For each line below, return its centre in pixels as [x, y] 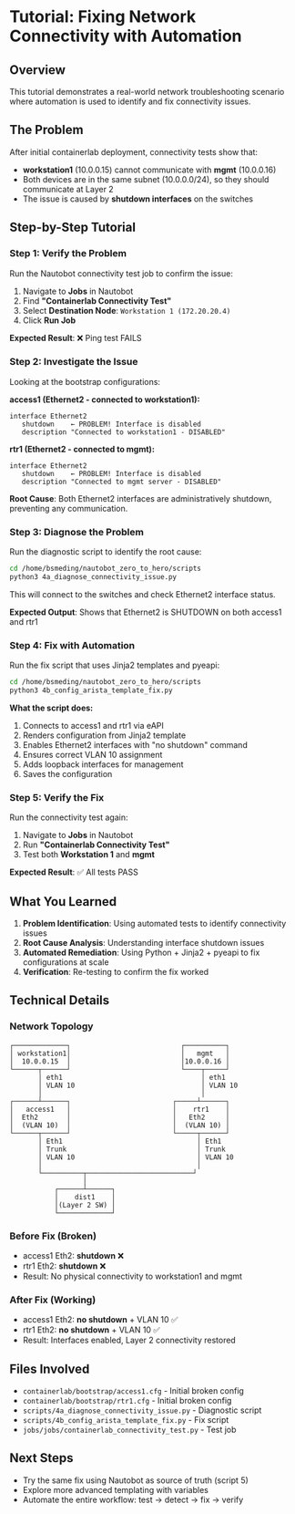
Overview [38, 70]
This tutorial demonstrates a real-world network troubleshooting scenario [147, 92]
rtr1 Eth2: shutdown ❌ [64, 1266]
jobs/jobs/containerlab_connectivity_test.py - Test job [129, 1430]
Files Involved [50, 1369]
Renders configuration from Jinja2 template [104, 735]
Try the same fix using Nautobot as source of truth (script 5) [135, 1480]
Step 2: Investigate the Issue [74, 362]
